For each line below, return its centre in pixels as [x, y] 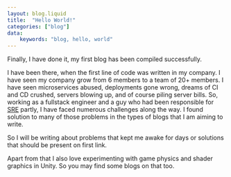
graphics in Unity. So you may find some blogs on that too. [91, 166]
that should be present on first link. [57, 145]
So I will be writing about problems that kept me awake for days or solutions [115, 138]
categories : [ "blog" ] [38, 26]
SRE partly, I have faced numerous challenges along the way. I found [105, 110]
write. [15, 124]
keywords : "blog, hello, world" [66, 40]
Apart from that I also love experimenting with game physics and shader [110, 159]
